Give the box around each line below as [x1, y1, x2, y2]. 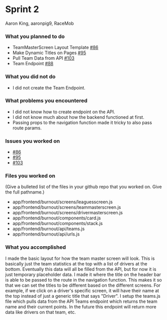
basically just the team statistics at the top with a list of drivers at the [5, 260, 147, 266]
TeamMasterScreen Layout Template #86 [12, 44, 99, 51]
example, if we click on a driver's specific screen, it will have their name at [5, 287, 159, 294]
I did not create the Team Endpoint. [12, 84, 86, 90]
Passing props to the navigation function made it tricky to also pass [12, 119, 152, 125]
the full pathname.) [5, 189, 45, 195]
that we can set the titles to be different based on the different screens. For [5, 282, 161, 288]
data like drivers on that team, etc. [5, 309, 76, 315]
